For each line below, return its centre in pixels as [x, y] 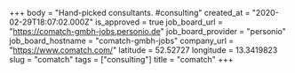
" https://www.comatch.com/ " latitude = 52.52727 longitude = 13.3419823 [144, 50]
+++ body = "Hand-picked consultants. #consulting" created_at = [130, 13]
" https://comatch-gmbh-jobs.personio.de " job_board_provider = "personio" [147, 31]
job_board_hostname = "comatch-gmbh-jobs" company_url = [122, 40]
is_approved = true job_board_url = [159, 22]
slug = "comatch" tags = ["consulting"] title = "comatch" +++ [121, 59]
